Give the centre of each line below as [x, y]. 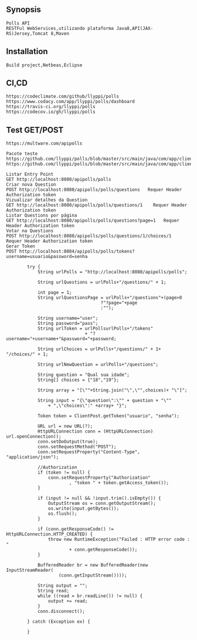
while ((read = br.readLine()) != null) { [90, 596]
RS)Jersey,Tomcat [27, 33]
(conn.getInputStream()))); [93, 575]
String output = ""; [62, 586]
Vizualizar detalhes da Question [47, 200]
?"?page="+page [119, 303]
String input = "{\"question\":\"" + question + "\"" [104, 401]
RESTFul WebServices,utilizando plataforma [60, 28]
